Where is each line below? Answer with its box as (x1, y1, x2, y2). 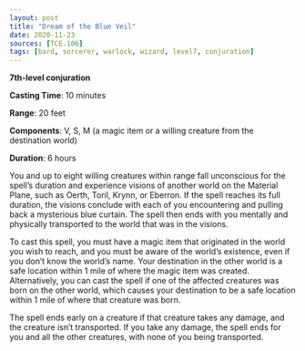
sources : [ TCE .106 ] (9, 38, 84, 48)
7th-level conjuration (9, 72, 91, 83)
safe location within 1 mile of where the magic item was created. (9, 265, 250, 276)
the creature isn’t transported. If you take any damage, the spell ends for (9, 322, 281, 333)
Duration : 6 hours (9, 152, 76, 164)
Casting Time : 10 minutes (9, 90, 107, 101)
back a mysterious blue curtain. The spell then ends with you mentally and (9, 209, 289, 220)
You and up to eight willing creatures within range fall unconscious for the (9, 170, 286, 181)
